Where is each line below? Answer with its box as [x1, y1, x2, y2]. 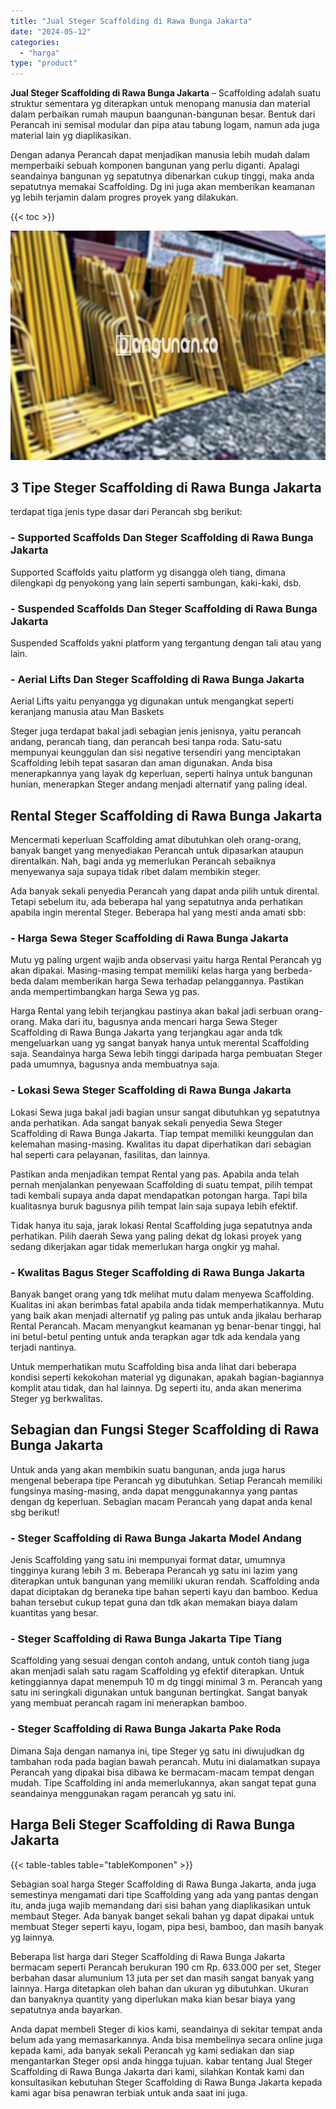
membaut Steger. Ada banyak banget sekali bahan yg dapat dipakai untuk [10, 1910, 315, 1922]
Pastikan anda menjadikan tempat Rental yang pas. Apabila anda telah [10, 1168, 300, 1180]
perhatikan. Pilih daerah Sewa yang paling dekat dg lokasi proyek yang [10, 1230, 302, 1242]
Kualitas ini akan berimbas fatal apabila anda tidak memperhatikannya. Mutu [10, 1299, 325, 1311]
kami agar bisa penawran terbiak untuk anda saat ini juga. [10, 2086, 248, 2099]
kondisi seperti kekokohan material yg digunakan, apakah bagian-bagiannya [10, 1371, 325, 1384]
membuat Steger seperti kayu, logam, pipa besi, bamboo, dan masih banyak [10, 1920, 324, 1932]
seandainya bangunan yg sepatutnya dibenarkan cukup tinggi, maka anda [10, 170, 315, 182]
